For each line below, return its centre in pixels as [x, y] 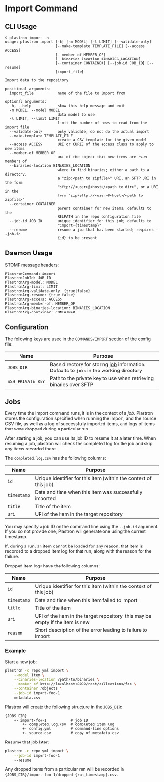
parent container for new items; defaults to [104, 208]
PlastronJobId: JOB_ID [28, 278]
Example [16, 651]
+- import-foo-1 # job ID [51, 720]
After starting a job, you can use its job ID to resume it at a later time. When [81, 438]
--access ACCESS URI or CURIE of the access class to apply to [82, 144]
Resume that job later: [27, 742]
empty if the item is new [62, 622]
